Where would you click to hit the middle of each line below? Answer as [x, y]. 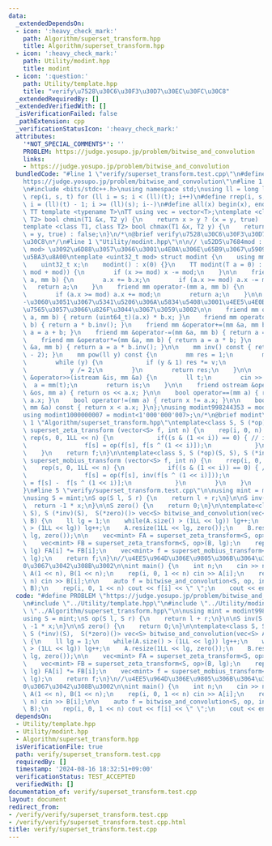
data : [17, 16]
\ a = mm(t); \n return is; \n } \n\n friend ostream [136, 385]
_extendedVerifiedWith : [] [61, 106]
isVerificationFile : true [59, 746]
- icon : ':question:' [52, 76]
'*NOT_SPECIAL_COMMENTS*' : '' [74, 144]
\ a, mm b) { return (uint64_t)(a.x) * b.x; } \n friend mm [130, 317]
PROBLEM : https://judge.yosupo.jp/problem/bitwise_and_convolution [139, 152]
